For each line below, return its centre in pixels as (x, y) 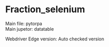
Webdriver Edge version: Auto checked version (55, 39)
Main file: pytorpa (24, 24)
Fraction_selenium (45, 9)
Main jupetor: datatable (30, 29)
